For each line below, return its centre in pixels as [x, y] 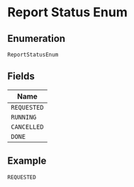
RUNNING [24, 117]
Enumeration [37, 39]
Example [27, 161]
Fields [21, 76]
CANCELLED [27, 127]
